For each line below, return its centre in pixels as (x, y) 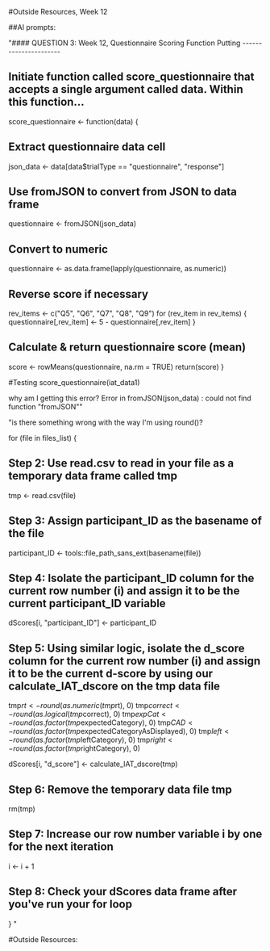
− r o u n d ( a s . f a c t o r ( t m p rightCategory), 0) (75, 748)
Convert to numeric (58, 249)
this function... (46, 102)
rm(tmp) (22, 809)
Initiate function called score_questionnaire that (131, 77)
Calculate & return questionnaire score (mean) (127, 348)
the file (26, 533)
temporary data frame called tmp (93, 476)
